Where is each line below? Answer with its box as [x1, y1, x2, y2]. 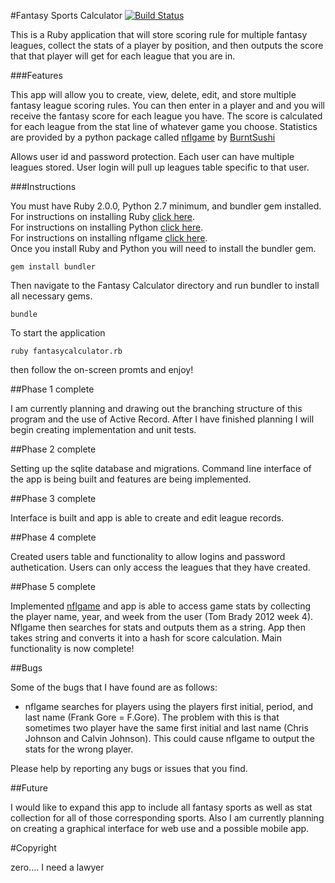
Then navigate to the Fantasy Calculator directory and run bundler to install [10, 280, 320, 291]
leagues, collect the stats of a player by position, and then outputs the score [10, 40, 324, 51]
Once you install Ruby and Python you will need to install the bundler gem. [10, 243, 317, 254]
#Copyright [10, 842, 57, 854]
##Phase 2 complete [10, 443, 97, 455]
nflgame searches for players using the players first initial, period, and [24, 701, 314, 712]
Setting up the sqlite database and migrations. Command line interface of [10, 463, 312, 474]
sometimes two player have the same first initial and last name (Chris [24, 722, 309, 734]
